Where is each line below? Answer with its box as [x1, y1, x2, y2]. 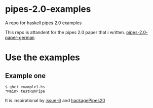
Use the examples [5, 52, 80, 63]
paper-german [5, 35, 35, 40]
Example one [5, 72, 46, 80]
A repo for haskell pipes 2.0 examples [5, 20, 82, 26]
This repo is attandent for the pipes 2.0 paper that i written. [5, 29, 125, 35]
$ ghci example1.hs [5, 84, 45, 89]
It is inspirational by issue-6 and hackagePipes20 [5, 97, 105, 103]
